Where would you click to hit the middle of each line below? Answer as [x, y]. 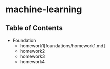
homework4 [33, 62]
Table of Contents [34, 28]
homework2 [33, 51]
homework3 [33, 56]
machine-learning [44, 9]
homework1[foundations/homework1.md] [63, 46]
